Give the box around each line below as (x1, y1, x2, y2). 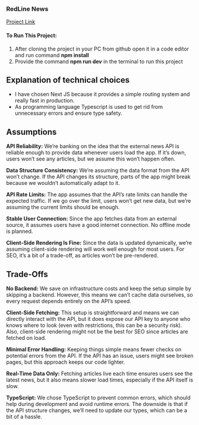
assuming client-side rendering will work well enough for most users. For (6, 245, 185, 253)
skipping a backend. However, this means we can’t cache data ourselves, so (6, 291, 193, 298)
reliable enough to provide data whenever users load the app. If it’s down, (6, 149, 187, 156)
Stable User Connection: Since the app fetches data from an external (6, 215, 177, 222)
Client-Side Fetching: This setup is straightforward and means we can (6, 308, 179, 316)
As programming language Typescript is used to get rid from (14, 103, 163, 111)
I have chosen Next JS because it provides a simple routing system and (14, 91, 190, 98)
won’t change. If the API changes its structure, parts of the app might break (6, 173, 191, 180)
